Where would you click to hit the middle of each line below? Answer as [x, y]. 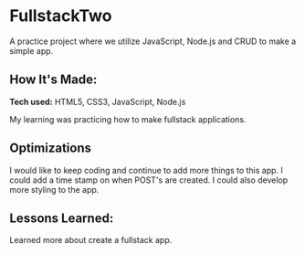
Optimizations [50, 148]
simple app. [32, 50]
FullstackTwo [61, 16]
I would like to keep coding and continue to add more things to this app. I [146, 170]
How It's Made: [53, 80]
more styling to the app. [54, 189]
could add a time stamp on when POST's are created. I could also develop [149, 180]
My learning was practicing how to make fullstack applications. [128, 119]
